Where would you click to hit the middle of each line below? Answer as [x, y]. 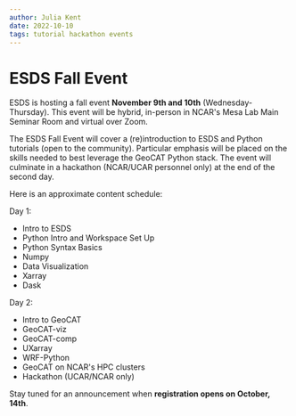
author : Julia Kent [45, 17]
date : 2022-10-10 [41, 26]
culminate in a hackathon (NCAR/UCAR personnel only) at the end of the [142, 167]
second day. [32, 177]
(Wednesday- [227, 102]
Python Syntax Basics [62, 248]
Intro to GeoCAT [52, 320]
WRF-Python [45, 358]
